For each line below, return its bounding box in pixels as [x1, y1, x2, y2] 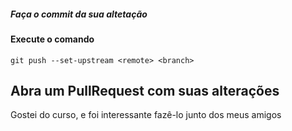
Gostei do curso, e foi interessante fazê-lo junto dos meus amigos [10, 109, 282, 121]
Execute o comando [10, 33, 95, 45]
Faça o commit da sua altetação [10, 8, 148, 20]
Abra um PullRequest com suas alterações [10, 82, 280, 99]
